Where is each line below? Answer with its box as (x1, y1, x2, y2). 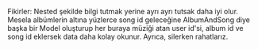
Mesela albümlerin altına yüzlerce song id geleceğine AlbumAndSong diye (7, 15, 251, 24)
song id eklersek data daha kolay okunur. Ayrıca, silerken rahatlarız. (7, 32, 229, 41)
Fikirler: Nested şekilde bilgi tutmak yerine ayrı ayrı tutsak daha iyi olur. (7, 7, 239, 16)
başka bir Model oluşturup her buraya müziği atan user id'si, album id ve (7, 24, 244, 32)
